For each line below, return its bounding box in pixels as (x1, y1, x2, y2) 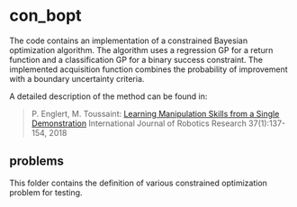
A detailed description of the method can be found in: (9, 91, 208, 102)
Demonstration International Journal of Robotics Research (31, 118, 247, 129)
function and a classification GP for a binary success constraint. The (9, 54, 264, 65)
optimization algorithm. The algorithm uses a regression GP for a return (9, 44, 274, 55)
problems (9, 154, 65, 169)
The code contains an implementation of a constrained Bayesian (9, 35, 248, 46)
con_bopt (9, 5, 83, 26)
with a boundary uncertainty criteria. (9, 73, 145, 84)
